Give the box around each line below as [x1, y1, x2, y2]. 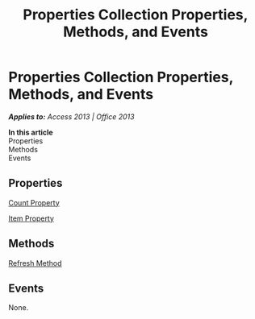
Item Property [8, 213, 55, 223]
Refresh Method [8, 258, 62, 267]
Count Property [8, 197, 61, 207]
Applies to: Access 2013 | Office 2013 [8, 111, 135, 122]
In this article [8, 127, 54, 137]
